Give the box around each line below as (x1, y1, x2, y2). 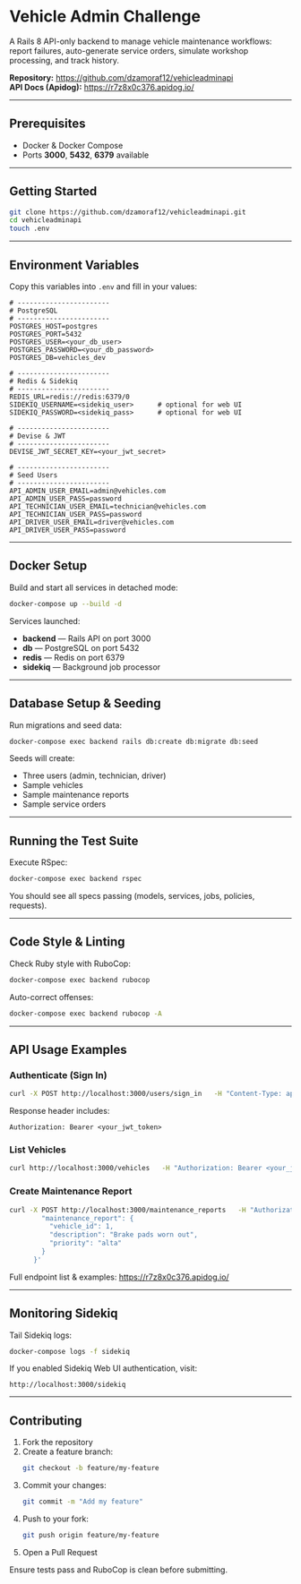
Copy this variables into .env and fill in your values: (9, 281, 198, 292)
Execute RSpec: (9, 857, 68, 868)
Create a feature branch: (21, 1446, 114, 1457)
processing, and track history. (9, 55, 119, 65)
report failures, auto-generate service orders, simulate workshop (9, 45, 249, 56)
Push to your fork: (21, 1513, 90, 1524)
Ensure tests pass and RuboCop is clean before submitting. (9, 1564, 228, 1575)
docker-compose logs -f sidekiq (9, 1347, 130, 1356)
